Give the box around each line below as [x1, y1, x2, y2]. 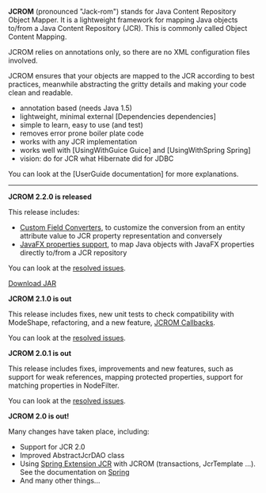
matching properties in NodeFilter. [8, 380, 120, 390]
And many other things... [19, 476, 101, 485]
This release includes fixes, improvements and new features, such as [8, 364, 234, 373]
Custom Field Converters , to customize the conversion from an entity [19, 223, 245, 232]
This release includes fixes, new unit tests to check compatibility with [8, 309, 235, 319]
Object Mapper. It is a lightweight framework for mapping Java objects [8, 15, 238, 25]
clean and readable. [8, 88, 74, 97]
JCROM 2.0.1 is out [8, 349, 72, 357]
